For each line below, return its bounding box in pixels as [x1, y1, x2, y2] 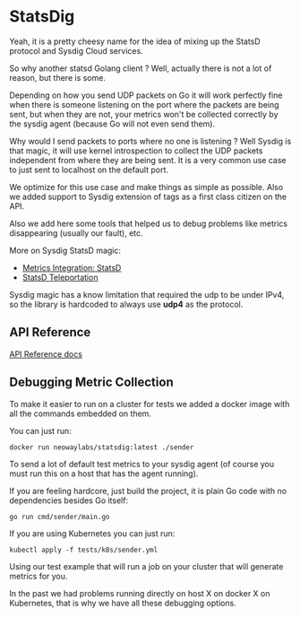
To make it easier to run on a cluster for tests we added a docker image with [9, 398, 290, 409]
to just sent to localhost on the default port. [9, 164, 168, 175]
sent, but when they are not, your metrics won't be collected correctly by [9, 109, 279, 119]
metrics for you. [9, 570, 68, 581]
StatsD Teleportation [21, 272, 99, 282]
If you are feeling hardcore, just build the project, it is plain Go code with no [9, 485, 287, 496]
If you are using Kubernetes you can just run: [9, 527, 176, 539]
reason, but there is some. [9, 72, 106, 83]
